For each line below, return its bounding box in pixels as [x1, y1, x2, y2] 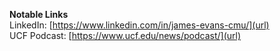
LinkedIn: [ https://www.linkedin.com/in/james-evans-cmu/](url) [9, 19, 270, 31]
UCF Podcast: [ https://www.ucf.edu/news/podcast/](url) [9, 30, 242, 41]
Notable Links [9, 9, 69, 20]
